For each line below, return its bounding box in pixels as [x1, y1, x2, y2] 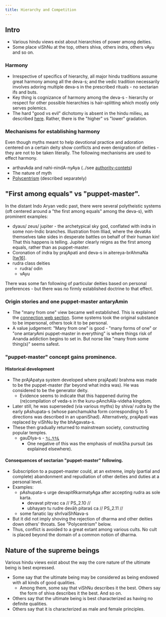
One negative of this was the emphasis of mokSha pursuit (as [27, 441, 153, 447]
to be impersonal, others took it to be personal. [12, 320, 108, 326]
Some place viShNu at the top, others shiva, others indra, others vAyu [12, 44, 155, 50]
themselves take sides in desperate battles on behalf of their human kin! [12, 233, 160, 239]
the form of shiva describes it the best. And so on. [19, 590, 122, 596]
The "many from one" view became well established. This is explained [12, 309, 156, 315]
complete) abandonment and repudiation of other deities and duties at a [12, 474, 160, 480]
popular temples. [12, 430, 47, 436]
